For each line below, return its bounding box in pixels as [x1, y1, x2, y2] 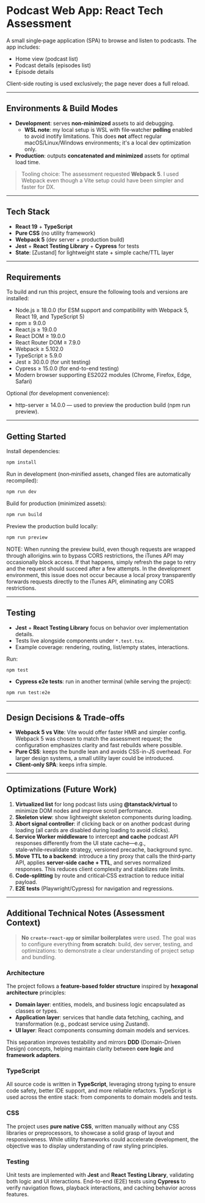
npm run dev [6, 489, 37, 495]
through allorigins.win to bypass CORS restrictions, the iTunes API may [6, 551, 184, 559]
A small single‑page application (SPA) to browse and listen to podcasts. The [6, 37, 197, 44]
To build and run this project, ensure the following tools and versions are [6, 288, 188, 296]
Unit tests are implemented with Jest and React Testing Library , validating [6, 1171, 194, 1178]
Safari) [15, 378, 32, 385]
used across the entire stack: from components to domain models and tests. [6, 1093, 198, 1101]
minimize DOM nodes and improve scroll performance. [15, 806, 153, 814]
